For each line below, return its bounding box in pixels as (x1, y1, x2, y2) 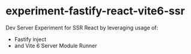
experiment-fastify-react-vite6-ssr (5, 4, 186, 18)
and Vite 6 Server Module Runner (14, 42, 97, 49)
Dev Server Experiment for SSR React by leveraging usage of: (5, 24, 159, 31)
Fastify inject (14, 35, 46, 43)
